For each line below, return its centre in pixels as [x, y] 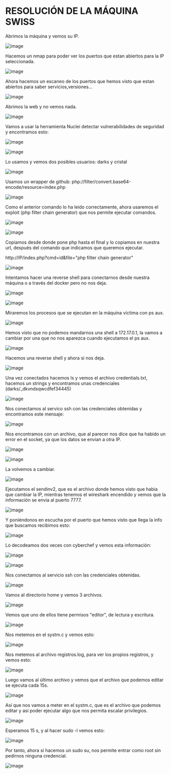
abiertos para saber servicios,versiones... [49, 87]
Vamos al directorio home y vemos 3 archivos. [54, 594]
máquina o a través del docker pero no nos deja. [56, 283]
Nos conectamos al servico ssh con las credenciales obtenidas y [74, 408]
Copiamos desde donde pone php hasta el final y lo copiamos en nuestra [82, 242]
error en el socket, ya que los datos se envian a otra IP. [63, 439]
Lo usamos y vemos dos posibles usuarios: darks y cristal [66, 162]
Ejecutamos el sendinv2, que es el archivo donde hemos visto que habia [81, 489]
